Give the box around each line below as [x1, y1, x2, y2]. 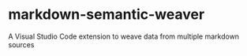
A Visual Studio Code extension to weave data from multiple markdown [8, 32, 239, 41]
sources [8, 39, 35, 49]
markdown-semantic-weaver [8, 6, 205, 24]
